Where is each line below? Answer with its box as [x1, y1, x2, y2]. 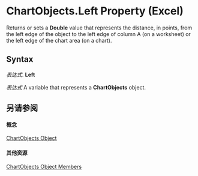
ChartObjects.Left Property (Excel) [6, 4, 184, 18]
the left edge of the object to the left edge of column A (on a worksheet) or [6, 30, 191, 37]
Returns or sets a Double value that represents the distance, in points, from [6, 24, 193, 31]
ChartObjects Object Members [6, 163, 82, 170]
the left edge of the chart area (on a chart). [6, 37, 112, 44]
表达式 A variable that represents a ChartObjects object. [6, 83, 146, 91]
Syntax [6, 54, 34, 64]
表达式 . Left [6, 71, 35, 78]
